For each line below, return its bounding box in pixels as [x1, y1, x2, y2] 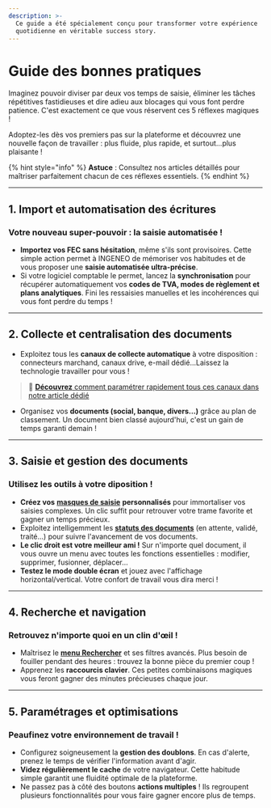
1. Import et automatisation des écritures [8, 202, 216, 216]
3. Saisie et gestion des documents [8, 455, 189, 468]
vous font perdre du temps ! [19, 297, 113, 306]
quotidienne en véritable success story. [15, 27, 157, 35]
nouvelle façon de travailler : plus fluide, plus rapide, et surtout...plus [8, 138, 236, 148]
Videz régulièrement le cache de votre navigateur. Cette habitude [19, 764, 240, 774]
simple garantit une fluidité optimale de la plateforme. [19, 773, 198, 783]
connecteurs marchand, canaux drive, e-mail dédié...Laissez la [19, 357, 229, 367]
